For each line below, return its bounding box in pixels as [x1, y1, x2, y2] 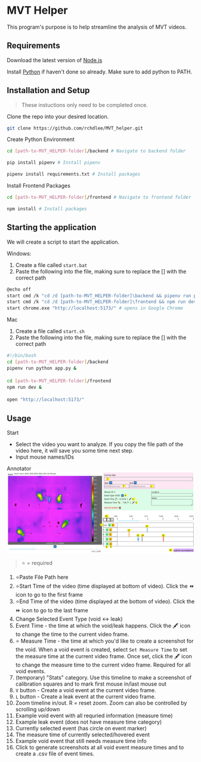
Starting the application [7, 222, 97, 233]
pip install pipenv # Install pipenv [7, 159, 101, 166]
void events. [15, 668, 46, 675]
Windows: [7, 250, 32, 257]
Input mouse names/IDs [15, 453, 74, 460]
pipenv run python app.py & [7, 365, 77, 371]
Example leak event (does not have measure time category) [15, 718, 162, 726]
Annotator [7, 465, 32, 472]
